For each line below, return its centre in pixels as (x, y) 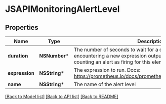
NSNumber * (54, 56)
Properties (22, 27)
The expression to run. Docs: (107, 70)
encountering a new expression (110, 56)
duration (18, 56)
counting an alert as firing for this (112, 62)
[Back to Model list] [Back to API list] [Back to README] (62, 97)
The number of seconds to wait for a (116, 50)
